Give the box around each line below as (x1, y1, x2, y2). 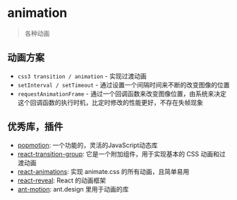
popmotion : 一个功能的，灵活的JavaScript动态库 (17, 141, 158, 149)
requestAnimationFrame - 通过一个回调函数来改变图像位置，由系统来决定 (17, 89, 227, 98)
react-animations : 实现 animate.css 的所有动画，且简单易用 (17, 167, 190, 175)
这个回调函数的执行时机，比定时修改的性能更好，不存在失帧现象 (17, 98, 203, 106)
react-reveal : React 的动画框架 (17, 176, 107, 185)
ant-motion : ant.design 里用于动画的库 (17, 185, 129, 193)
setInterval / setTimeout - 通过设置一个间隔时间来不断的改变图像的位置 (17, 80, 230, 89)
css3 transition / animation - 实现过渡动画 (17, 72, 147, 80)
